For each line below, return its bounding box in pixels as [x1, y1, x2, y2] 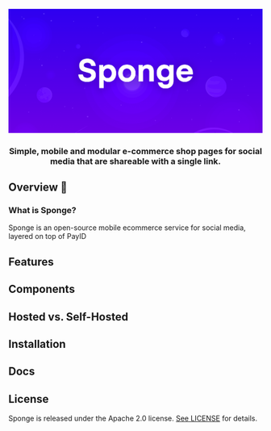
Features [8, 255, 54, 269]
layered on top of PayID [8, 232, 87, 241]
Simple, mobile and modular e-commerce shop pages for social [9, 145, 262, 157]
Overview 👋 [8, 181, 68, 195]
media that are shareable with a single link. [49, 155, 222, 166]
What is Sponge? [8, 205, 77, 216]
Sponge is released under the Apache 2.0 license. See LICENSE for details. [8, 413, 258, 424]
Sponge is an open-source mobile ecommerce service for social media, [8, 223, 246, 232]
